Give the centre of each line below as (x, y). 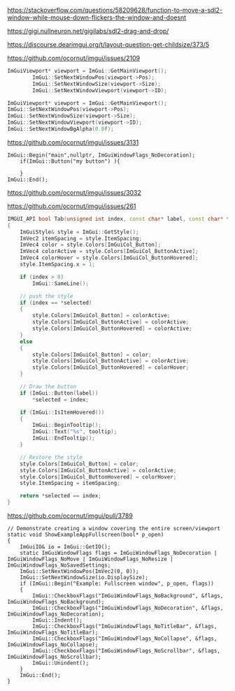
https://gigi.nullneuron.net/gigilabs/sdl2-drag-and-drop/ (88, 31)
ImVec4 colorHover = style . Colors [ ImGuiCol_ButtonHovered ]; (109, 258)
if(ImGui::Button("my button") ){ (70, 161)
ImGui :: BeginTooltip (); (67, 425)
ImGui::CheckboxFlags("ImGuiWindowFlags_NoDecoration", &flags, (128, 608)
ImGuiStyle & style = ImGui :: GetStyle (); (79, 232)
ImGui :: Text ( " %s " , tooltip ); (75, 432)
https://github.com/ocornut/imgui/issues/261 (72, 206)
